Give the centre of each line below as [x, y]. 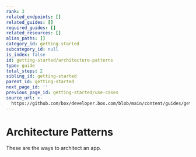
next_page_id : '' [27, 87]
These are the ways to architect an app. [54, 148]
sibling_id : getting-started [41, 76]
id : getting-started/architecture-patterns [60, 60]
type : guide [20, 65]
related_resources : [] [34, 33]
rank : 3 [15, 11]
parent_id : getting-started [40, 82]
